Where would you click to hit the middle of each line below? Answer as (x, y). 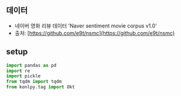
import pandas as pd (32, 65)
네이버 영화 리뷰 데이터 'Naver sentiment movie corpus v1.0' (86, 26)
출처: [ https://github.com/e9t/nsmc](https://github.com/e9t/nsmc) (95, 33)
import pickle (24, 76)
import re (18, 71)
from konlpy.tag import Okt (41, 87)
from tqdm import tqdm (34, 82)
